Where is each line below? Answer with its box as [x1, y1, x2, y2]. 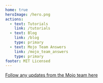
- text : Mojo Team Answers [10, 44, 66, 49]
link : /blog [14, 35, 39, 40]
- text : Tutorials [10, 21, 49, 26]
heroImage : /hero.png [5, 12, 51, 17]
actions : [5, 16, 24, 21]
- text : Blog [10, 30, 37, 35]
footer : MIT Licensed [5, 58, 51, 63]
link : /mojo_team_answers [14, 49, 69, 54]
